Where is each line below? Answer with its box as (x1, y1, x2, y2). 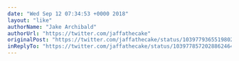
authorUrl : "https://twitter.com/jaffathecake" (7, 29, 152, 37)
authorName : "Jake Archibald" (7, 23, 97, 30)
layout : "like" (7, 17, 53, 24)
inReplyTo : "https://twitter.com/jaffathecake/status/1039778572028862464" (7, 43, 237, 50)
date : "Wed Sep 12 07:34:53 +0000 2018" (7, 10, 129, 18)
